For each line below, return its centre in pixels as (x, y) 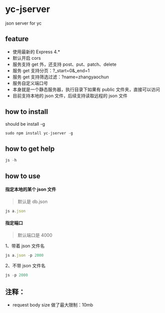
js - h (11, 160)
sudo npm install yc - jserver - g (39, 133)
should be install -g (25, 124)
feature (17, 39)
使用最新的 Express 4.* (36, 52)
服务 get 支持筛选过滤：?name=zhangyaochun (61, 77)
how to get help (30, 148)
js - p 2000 (17, 275)
